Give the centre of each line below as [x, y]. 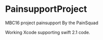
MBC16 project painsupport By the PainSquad [52, 23]
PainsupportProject [46, 9]
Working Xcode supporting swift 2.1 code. [48, 32]
